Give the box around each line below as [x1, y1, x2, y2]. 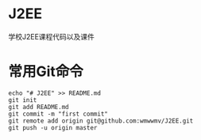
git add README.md [8, 103, 69, 111]
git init [8, 96, 37, 104]
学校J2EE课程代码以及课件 [8, 32, 95, 41]
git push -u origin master [8, 123, 98, 131]
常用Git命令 [8, 62, 83, 81]
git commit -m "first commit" [8, 110, 109, 118]
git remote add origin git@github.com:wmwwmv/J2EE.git [8, 116, 194, 125]
